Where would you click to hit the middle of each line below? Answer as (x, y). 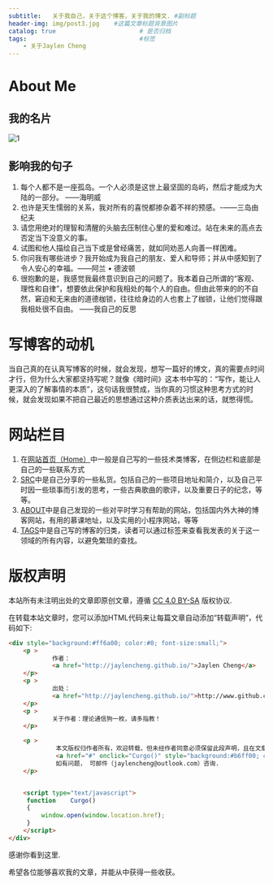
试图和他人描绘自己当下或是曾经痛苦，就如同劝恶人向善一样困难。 (130, 248)
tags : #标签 (82, 39)
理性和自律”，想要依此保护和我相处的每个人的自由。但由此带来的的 (132, 288)
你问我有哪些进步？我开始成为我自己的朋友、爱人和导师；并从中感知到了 (141, 258)
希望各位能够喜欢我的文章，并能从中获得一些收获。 (94, 872)
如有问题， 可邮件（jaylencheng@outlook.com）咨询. (137, 763)
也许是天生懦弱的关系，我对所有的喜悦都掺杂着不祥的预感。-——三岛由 (139, 207)
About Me (42, 87)
